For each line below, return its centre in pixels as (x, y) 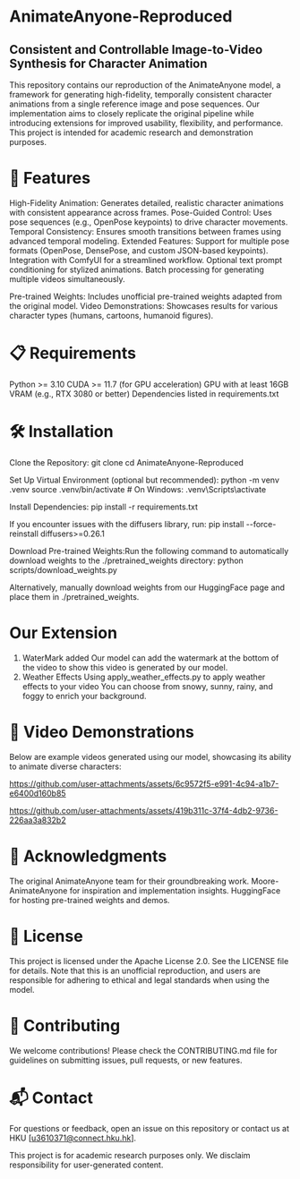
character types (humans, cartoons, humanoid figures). (111, 315)
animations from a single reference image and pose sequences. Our (134, 104)
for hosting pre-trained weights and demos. (90, 900)
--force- (261, 524)
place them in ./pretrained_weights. (74, 596)
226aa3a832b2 (38, 820)
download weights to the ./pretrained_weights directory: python (126, 560)
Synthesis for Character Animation (108, 63)
